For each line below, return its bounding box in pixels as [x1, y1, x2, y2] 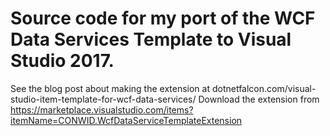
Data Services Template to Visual [10, 28, 292, 51]
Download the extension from [198, 93, 320, 105]
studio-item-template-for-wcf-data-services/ [10, 93, 197, 105]
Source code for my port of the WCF [10, 7, 316, 30]
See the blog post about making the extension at [10, 82, 210, 94]
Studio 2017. [10, 50, 115, 72]
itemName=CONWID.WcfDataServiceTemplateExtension [10, 114, 243, 126]
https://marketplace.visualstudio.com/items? [10, 103, 194, 116]
